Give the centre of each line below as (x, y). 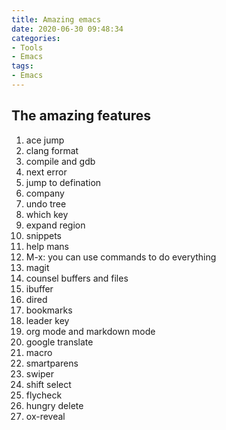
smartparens (52, 363)
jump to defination (63, 182)
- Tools (27, 47)
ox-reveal (45, 416)
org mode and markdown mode (90, 331)
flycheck (44, 395)
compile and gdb (60, 161)
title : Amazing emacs (56, 19)
